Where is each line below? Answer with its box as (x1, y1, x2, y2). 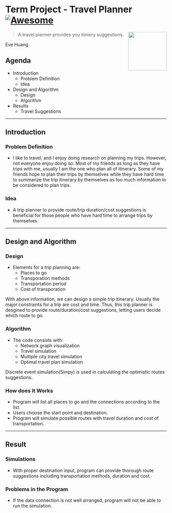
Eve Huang (5, 41, 29, 47)
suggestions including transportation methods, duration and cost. (12, 472, 151, 479)
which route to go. (5, 312, 44, 319)
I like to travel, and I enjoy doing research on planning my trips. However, (12, 155, 166, 161)
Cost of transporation (20, 286, 66, 292)
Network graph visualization (20, 343, 80, 349)
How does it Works (5, 387, 53, 394)
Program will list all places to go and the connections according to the (12, 399, 160, 405)
